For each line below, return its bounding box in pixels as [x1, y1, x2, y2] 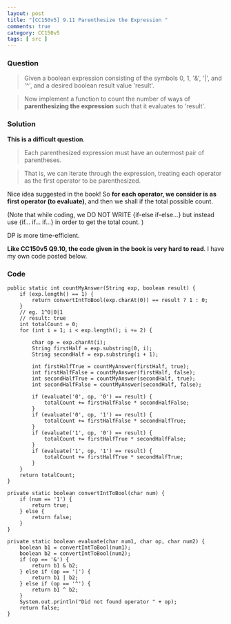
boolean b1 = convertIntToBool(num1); [19, 544, 131, 552]
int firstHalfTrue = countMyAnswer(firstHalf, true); [32, 363, 190, 370]
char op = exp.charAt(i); [32, 339, 107, 346]
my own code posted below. [7, 252, 88, 260]
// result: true [19, 315, 67, 322]
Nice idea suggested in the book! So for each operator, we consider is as [7, 190, 217, 198]
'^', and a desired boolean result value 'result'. [23, 81, 155, 90]
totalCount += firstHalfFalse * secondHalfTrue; [43, 418, 187, 425]
